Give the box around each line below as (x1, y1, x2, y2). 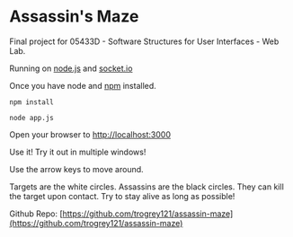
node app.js (9, 113, 54, 122)
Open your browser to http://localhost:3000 (9, 128, 171, 140)
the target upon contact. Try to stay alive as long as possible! (9, 190, 235, 201)
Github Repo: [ (9, 208, 63, 219)
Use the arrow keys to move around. (9, 163, 144, 174)
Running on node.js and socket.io (9, 63, 133, 74)
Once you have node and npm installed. (9, 80, 157, 91)
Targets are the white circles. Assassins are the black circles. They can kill (9, 181, 285, 192)
